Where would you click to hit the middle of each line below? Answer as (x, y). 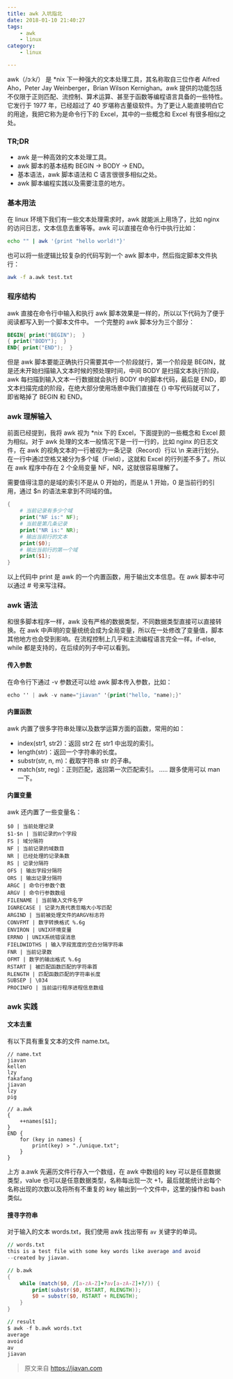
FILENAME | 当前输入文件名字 (45, 900)
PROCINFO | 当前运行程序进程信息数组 (56, 988)
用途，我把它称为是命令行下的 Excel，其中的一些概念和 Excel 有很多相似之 (119, 114)
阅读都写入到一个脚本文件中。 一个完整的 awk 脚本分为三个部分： (101, 321)
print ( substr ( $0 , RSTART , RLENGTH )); (87, 1290)
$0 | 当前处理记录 (31, 826)
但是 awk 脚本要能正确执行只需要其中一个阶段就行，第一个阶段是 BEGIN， (113, 362)
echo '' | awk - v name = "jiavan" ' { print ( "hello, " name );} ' (95, 695)
